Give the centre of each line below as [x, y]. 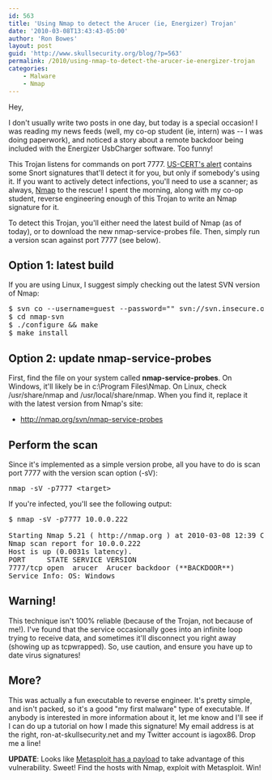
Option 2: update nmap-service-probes [110, 358]
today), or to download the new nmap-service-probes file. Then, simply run [134, 231]
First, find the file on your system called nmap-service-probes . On [120, 378]
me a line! [25, 743]
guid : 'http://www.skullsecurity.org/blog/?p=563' [96, 53]
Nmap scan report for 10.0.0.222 [75, 543]
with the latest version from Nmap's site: [76, 404]
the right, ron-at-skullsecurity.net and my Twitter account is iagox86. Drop [132, 735]
